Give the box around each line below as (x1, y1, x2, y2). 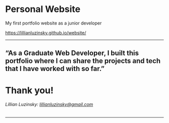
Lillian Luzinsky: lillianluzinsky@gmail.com (5, 101, 94, 107)
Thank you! (5, 84, 54, 96)
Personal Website (5, 3, 80, 15)
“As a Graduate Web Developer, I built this (5, 49, 139, 57)
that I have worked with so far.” (5, 64, 105, 73)
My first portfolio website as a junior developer (5, 20, 102, 26)
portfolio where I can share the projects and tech (5, 56, 161, 65)
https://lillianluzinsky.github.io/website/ (5, 29, 87, 35)
